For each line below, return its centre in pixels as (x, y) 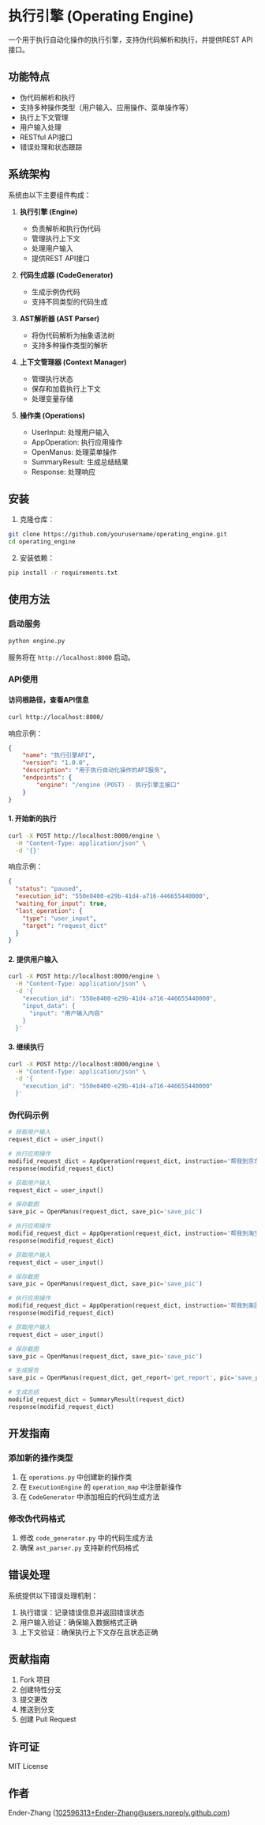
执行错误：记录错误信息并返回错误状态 (82, 1612)
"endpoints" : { (47, 778)
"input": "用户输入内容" (66, 1013)
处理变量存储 (52, 398)
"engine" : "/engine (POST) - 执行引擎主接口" (108, 785)
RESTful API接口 (46, 137)
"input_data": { (49, 1005)
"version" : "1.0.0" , (56, 763)
